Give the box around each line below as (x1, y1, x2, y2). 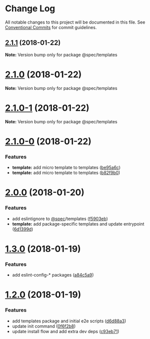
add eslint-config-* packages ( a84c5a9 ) (12, 272, 94, 278)
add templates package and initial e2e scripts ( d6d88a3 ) (12, 318, 127, 324)
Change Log (5, 3, 55, 14)
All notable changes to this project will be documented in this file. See (5, 19, 146, 25)
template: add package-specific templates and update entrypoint (12, 221, 145, 226)
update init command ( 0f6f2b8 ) (12, 323, 76, 329)
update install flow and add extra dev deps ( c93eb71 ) (12, 328, 120, 334)
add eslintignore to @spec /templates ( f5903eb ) (12, 216, 108, 222)
